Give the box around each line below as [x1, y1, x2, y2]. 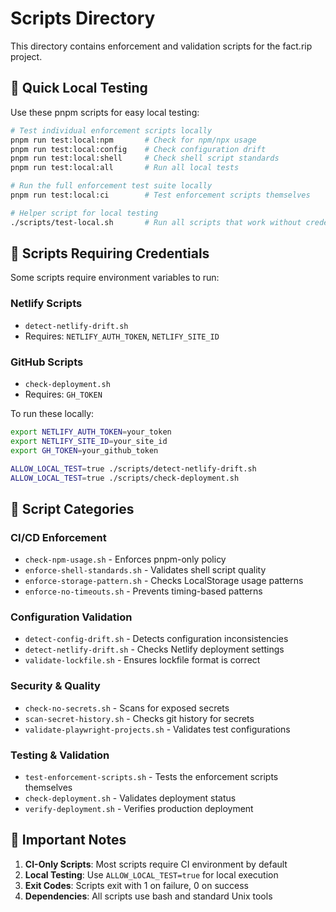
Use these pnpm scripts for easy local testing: [10, 106, 200, 118]
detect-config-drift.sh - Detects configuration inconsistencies [24, 633, 289, 645]
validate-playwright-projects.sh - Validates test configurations [24, 723, 291, 735]
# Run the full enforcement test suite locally [10, 181, 213, 191]
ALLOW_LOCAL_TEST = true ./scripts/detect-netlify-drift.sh [10, 463, 257, 474]
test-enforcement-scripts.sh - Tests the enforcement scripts [24, 770, 279, 782]
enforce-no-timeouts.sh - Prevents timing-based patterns [24, 585, 263, 597]
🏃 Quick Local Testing [10, 80, 148, 97]
